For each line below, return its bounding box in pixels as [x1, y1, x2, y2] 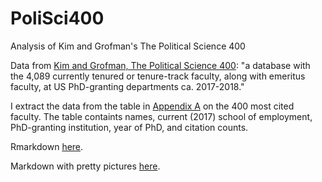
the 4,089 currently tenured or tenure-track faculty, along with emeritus [10, 70, 306, 82]
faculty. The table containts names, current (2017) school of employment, [10, 110, 313, 122]
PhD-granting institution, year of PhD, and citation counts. [10, 121, 249, 133]
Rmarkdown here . [10, 140, 84, 152]
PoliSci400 [10, 7, 105, 30]
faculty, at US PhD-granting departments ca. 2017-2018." [10, 80, 245, 92]
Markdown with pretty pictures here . [10, 160, 161, 172]
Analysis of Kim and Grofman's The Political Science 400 [10, 40, 246, 52]
